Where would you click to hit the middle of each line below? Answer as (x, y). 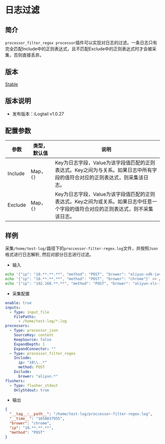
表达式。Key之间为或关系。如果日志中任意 (103, 202)
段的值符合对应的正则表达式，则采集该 (99, 178)
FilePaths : (25, 317)
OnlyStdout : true (32, 390)
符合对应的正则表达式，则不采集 (116, 209)
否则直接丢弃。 (29, 55)
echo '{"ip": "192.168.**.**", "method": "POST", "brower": (68, 284)
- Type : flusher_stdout (34, 385)
